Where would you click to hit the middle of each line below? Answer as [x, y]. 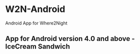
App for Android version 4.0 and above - [70, 39]
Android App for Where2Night [36, 23]
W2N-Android [35, 9]
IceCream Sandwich [38, 47]
